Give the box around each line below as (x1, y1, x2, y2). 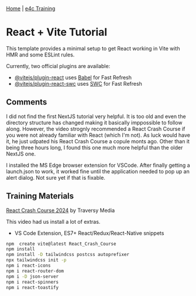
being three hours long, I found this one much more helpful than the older (6, 144, 183, 151)
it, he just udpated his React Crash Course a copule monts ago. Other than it (6, 137, 190, 144)
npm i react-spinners (6, 279, 59, 285)
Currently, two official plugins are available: (6, 62, 111, 69)
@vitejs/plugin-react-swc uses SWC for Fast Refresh (14, 80, 142, 87)
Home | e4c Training (6, 5, 56, 12)
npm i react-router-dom (6, 268, 64, 274)
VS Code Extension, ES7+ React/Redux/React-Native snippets (14, 229, 164, 237)
